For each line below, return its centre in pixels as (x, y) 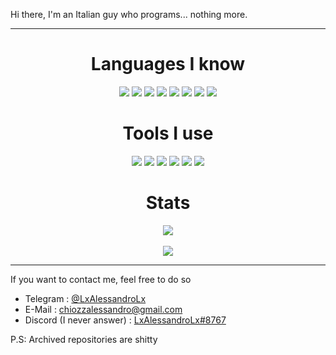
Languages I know (168, 64)
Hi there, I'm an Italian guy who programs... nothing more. (129, 14)
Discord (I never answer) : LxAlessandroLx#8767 (125, 320)
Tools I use (168, 133)
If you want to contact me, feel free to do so (101, 279)
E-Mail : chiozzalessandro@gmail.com (103, 309)
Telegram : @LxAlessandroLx (85, 298)
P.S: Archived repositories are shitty (84, 339)
